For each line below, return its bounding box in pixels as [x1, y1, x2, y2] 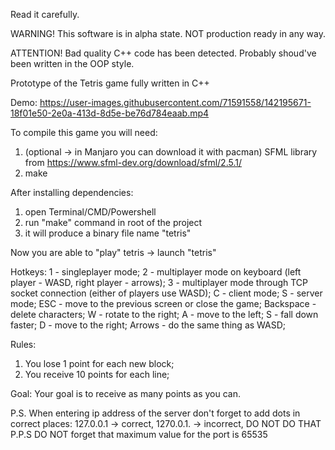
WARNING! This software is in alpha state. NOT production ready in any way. [10, 28, 327, 39]
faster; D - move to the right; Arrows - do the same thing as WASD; [10, 319, 287, 331]
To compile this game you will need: [10, 127, 158, 138]
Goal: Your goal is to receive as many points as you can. [10, 388, 242, 399]
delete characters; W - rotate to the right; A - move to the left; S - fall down [10, 309, 319, 320]
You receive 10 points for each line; [24, 369, 170, 380]
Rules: [10, 339, 37, 350]
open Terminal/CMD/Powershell [24, 206, 157, 218]
